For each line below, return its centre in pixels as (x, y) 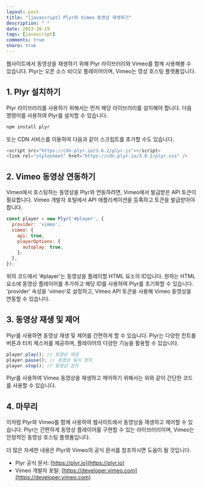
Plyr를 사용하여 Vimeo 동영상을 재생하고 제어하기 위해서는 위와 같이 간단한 (94, 378)
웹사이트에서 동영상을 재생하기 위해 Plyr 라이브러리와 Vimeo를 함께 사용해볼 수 (99, 64)
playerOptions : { (39, 241)
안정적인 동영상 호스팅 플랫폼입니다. (48, 437)
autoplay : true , (43, 247)
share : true (21, 46)
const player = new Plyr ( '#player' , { (55, 219)
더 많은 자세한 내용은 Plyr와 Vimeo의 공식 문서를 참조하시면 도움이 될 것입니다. (99, 450)
